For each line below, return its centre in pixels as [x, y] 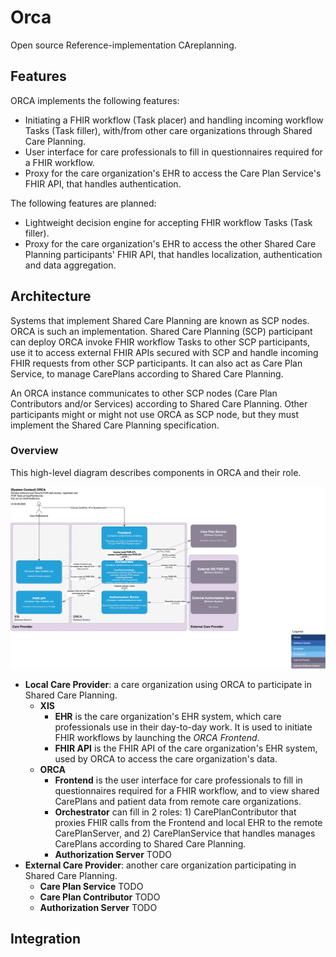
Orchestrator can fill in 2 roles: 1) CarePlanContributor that [175, 812]
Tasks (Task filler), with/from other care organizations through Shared [168, 130]
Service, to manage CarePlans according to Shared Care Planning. [147, 373]
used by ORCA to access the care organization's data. [166, 758]
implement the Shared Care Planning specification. [115, 425]
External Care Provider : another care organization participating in [160, 865]
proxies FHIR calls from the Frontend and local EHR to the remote [188, 822]
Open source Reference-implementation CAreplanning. [123, 45]
